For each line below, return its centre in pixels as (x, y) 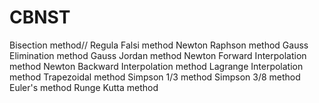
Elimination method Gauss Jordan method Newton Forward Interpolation (158, 55)
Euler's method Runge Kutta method (84, 87)
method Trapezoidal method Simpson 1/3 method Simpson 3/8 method (155, 77)
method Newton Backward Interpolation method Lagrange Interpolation (156, 66)
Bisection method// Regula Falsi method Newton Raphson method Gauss (159, 45)
